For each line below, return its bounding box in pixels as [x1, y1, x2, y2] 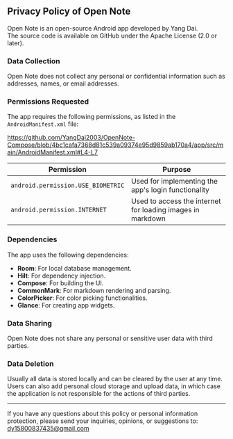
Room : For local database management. [17, 264, 132, 272]
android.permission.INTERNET [10, 206, 107, 214]
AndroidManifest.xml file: [7, 120, 79, 128]
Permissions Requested [7, 97, 89, 106]
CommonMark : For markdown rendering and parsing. [17, 286, 171, 294]
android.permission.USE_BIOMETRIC [10, 182, 125, 190]
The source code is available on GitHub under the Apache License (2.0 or [7, 31, 217, 40]
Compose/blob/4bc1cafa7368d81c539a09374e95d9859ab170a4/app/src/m [7, 141, 224, 149]
